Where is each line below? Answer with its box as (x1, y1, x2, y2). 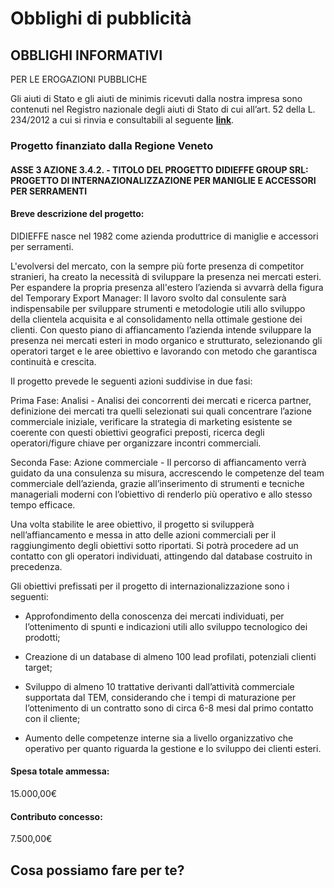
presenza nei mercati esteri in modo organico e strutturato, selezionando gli (10, 334, 323, 346)
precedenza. (10, 560, 63, 572)
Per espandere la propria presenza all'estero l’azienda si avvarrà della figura (10, 281, 324, 293)
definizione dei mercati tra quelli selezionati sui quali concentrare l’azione (10, 405, 312, 417)
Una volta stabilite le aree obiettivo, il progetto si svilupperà (10, 518, 255, 530)
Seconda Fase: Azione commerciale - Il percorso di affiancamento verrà (10, 456, 307, 468)
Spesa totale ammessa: (10, 765, 110, 777)
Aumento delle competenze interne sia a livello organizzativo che (24, 732, 294, 744)
